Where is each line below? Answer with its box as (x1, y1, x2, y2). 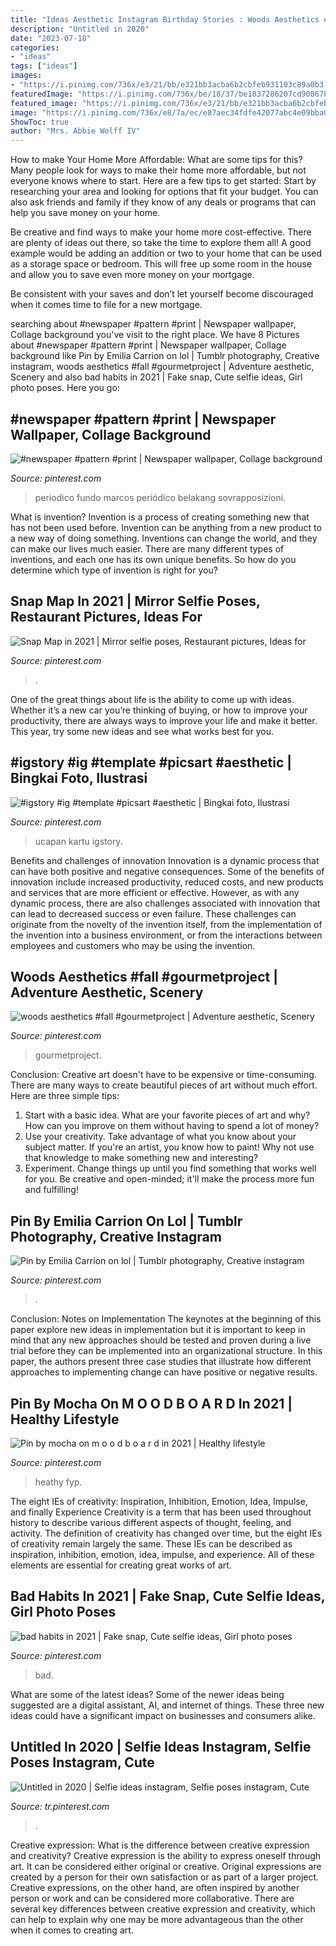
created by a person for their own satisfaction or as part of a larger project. (10, 1871, 320, 1883)
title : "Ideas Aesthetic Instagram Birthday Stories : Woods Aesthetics (10, 14, 320, 25)
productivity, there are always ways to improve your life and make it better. (10, 714, 318, 726)
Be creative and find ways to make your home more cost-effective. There (10, 226, 312, 238)
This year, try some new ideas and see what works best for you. (10, 725, 275, 737)
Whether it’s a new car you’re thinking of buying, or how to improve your (10, 704, 308, 716)
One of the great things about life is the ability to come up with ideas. (10, 693, 295, 705)
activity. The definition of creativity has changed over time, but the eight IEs (10, 1527, 323, 1539)
